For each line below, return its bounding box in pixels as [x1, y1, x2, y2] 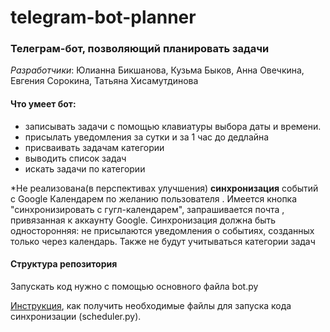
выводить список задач [24, 152, 127, 164]
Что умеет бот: [10, 98, 77, 110]
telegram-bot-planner [10, 6, 197, 29]
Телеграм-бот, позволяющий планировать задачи [10, 42, 270, 56]
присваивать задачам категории [24, 141, 165, 153]
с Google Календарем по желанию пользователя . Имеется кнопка [10, 192, 298, 205]
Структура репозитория [10, 258, 118, 270]
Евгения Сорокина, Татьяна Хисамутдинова [10, 75, 199, 87]
